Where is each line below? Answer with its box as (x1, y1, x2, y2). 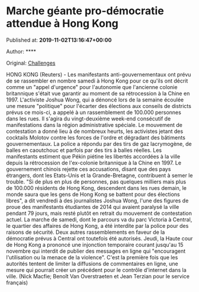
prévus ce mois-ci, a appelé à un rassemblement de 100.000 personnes (6, 109, 182, 116)
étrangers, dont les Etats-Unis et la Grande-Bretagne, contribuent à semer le (6, 172, 193, 179)
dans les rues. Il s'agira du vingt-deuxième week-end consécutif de (6, 115, 171, 122)
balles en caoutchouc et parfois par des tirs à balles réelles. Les (6, 147, 162, 154)
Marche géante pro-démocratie (6, 4, 164, 18)
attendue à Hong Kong (6, 17, 118, 30)
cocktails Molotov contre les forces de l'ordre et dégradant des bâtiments (6, 134, 185, 141)
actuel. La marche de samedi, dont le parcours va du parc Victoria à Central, (6, 215, 192, 223)
